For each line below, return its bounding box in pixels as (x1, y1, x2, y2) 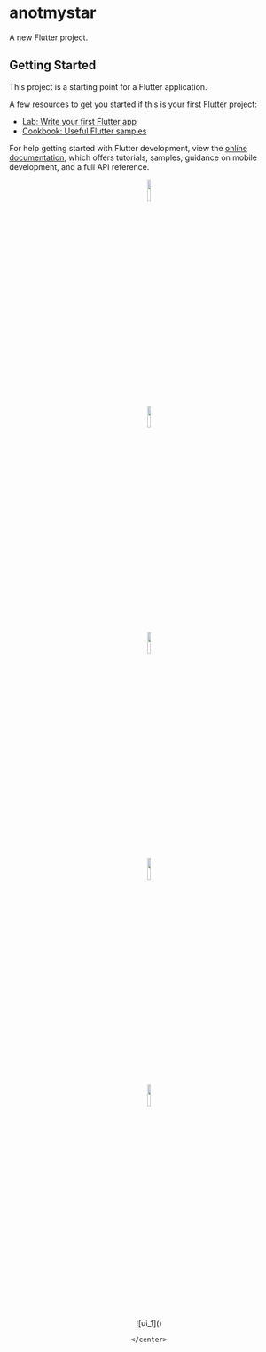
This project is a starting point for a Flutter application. (9, 81, 207, 92)
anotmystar (9, 3, 97, 23)
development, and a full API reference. (9, 161, 150, 172)
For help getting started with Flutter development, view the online (9, 142, 248, 153)
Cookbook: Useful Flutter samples (21, 125, 147, 136)
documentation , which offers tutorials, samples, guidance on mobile (9, 152, 257, 163)
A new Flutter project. (9, 32, 89, 43)
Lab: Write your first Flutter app (21, 116, 137, 126)
